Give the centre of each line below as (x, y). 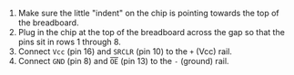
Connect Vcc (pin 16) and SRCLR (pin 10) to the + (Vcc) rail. (125, 52)
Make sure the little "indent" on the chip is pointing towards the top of (148, 13)
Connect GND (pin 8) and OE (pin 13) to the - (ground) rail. (123, 61)
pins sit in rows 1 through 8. (69, 42)
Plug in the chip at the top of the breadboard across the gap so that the (151, 32)
